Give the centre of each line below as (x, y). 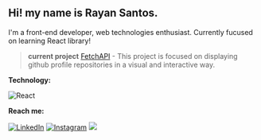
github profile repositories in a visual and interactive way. (121, 64)
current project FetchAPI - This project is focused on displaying (132, 56)
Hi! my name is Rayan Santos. (83, 13)
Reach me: (26, 111)
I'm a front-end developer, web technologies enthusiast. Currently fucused (130, 32)
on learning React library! (50, 41)
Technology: (30, 80)
